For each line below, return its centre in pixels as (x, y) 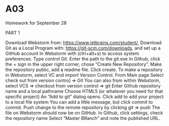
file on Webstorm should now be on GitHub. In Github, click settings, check (84, 113)
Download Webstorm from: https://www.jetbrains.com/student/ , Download (83, 42)
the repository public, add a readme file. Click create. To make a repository (84, 70)
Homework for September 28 (36, 23)
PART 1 (13, 33)
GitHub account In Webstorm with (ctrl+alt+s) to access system (72, 53)
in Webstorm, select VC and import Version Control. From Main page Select (84, 75)
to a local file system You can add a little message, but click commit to (79, 102)
